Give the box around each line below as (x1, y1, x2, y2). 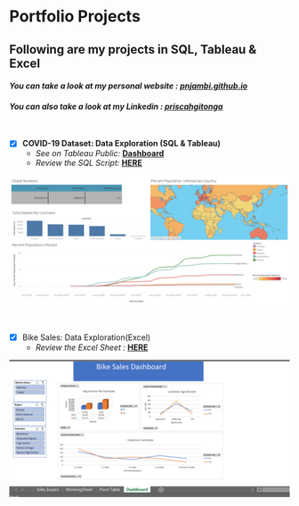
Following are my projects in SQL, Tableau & (9, 42, 257, 57)
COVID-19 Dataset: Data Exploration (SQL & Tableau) (21, 138, 221, 149)
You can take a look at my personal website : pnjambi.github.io (9, 80, 248, 91)
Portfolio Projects (9, 6, 141, 27)
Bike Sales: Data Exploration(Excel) (21, 332, 151, 343)
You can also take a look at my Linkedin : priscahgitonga (9, 101, 223, 112)
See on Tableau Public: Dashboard (35, 148, 165, 159)
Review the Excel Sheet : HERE (35, 342, 149, 353)
